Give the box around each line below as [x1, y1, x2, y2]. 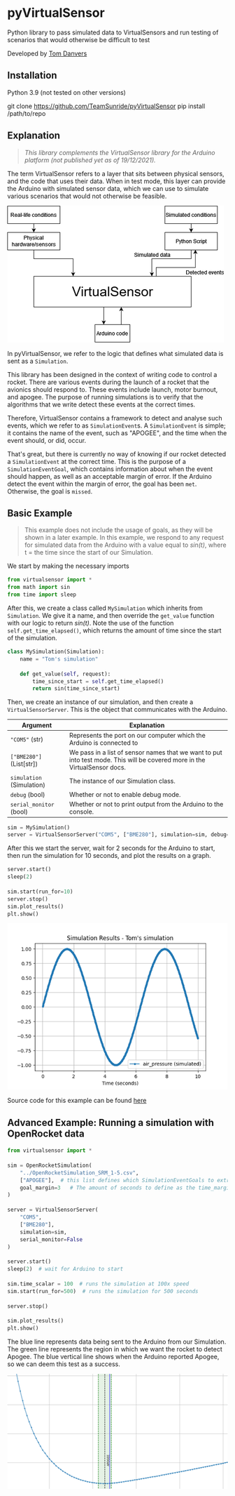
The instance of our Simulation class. [69, 777, 176, 785]
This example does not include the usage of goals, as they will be [24, 526, 213, 534]
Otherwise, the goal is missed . [7, 486, 93, 496]
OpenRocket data [7, 1127, 85, 1139]
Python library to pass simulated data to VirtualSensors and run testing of [7, 28, 219, 37]
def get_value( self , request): [20, 670, 111, 677]
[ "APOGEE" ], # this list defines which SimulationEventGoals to [20, 1177, 215, 1184]
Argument [22, 721, 52, 729]
